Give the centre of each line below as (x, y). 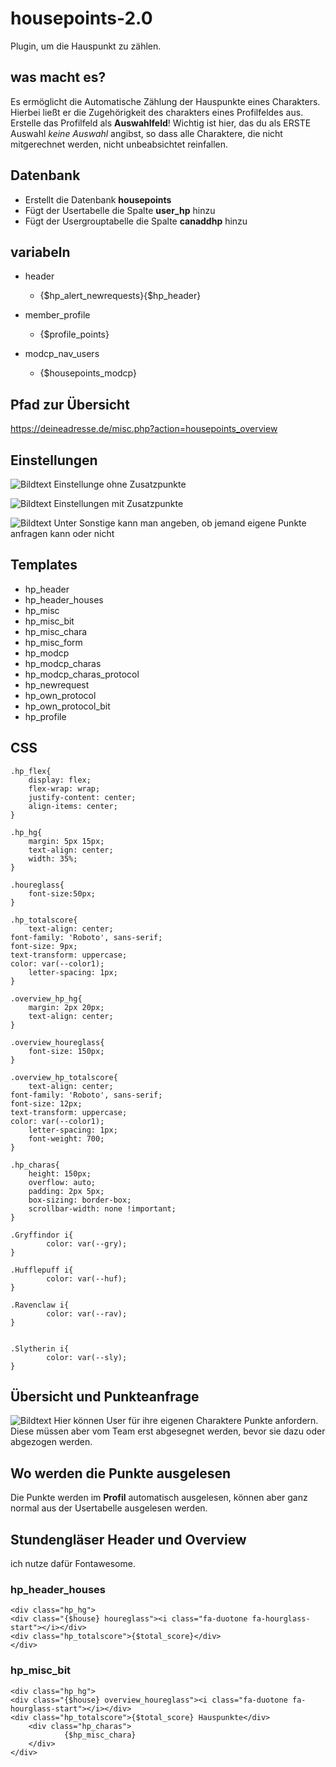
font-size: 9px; (44, 946)
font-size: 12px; (46, 1103)
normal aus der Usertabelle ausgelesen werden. (109, 1508)
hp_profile (45, 716)
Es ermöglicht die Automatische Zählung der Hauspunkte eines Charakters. (165, 101)
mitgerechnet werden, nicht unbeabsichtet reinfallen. (119, 144)
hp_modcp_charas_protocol (82, 674)
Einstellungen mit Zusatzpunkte (118, 503)
